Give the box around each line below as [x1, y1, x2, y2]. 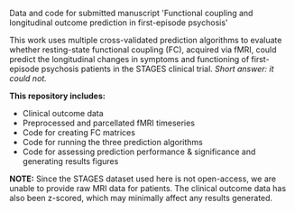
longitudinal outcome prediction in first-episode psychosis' [9, 17, 228, 28]
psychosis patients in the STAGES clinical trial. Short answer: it [41, 63, 274, 74]
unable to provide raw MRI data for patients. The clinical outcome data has [9, 183, 287, 193]
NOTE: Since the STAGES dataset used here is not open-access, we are [9, 173, 277, 184]
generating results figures [22, 156, 119, 166]
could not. [9, 73, 47, 84]
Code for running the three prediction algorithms [22, 137, 203, 147]
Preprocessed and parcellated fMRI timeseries [22, 117, 196, 128]
